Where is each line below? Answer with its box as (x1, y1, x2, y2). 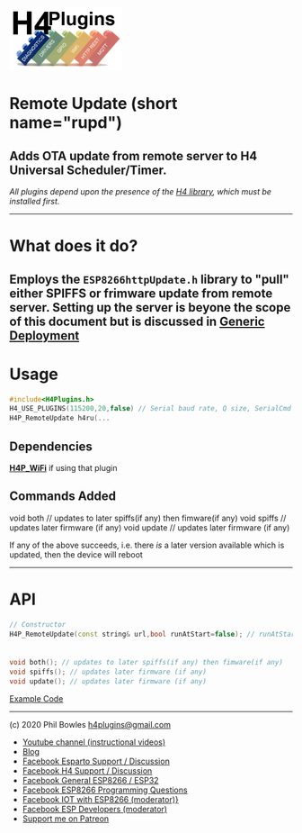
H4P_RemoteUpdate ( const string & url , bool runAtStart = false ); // (9, 629, 255, 638)
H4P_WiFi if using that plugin (9, 462, 119, 473)
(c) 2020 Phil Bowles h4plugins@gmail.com (9, 719, 171, 729)
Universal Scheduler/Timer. (9, 162, 167, 177)
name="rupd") (9, 113, 123, 133)
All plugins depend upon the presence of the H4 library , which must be (9, 186, 272, 196)
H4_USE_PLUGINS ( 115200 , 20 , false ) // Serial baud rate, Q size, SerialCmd (9, 404, 292, 413)
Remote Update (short (9, 94, 178, 114)
